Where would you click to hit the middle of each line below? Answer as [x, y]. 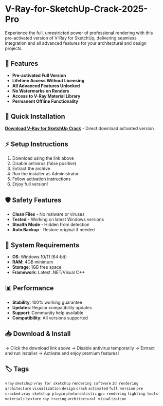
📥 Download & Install [38, 334]
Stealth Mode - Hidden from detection [51, 224]
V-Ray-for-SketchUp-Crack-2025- [76, 9]
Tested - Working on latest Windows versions [58, 220]
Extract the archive [31, 168]
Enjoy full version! [30, 184]
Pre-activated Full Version [39, 75]
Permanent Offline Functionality [45, 101]
